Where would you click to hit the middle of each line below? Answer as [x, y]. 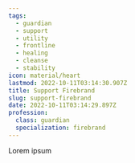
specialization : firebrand [61, 128]
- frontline [36, 46]
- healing [32, 53]
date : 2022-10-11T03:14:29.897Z [62, 105]
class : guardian [43, 120]
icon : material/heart [45, 75]
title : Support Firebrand [51, 90]
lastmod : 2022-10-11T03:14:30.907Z [68, 83]
